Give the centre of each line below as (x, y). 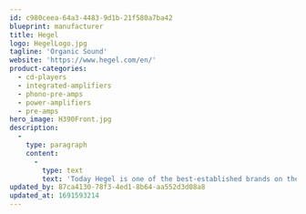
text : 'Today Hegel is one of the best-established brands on (163, 178)
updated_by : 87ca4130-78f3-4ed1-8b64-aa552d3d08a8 (107, 188)
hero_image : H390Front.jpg (61, 119)
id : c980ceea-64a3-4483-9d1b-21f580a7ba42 (91, 18)
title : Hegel (34, 35)
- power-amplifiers (55, 102)
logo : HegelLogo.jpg (49, 43)
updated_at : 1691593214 (55, 196)
